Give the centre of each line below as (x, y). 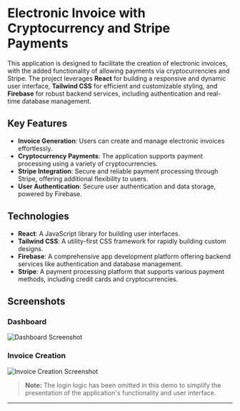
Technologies (39, 217)
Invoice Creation (37, 356)
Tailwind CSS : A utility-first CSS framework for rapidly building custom (122, 241)
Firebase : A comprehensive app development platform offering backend (124, 256)
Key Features (37, 124)
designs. (30, 248)
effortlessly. (35, 148)
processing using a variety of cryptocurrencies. (88, 163)
